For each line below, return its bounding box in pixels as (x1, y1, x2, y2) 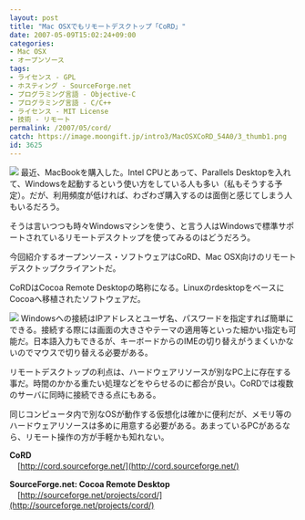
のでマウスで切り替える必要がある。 (16, 347, 153, 358)
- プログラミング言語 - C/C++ (9, 98, 112, 108)
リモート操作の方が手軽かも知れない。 (25, 431, 169, 442)
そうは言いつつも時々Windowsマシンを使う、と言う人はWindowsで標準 (9, 220, 280, 231)
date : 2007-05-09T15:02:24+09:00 (9, 30, 137, 39)
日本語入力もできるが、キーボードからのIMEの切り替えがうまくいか (33, 335, 287, 347)
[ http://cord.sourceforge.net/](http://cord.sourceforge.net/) (16, 460, 239, 471)
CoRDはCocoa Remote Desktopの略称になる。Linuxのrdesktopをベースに (9, 282, 285, 293)
